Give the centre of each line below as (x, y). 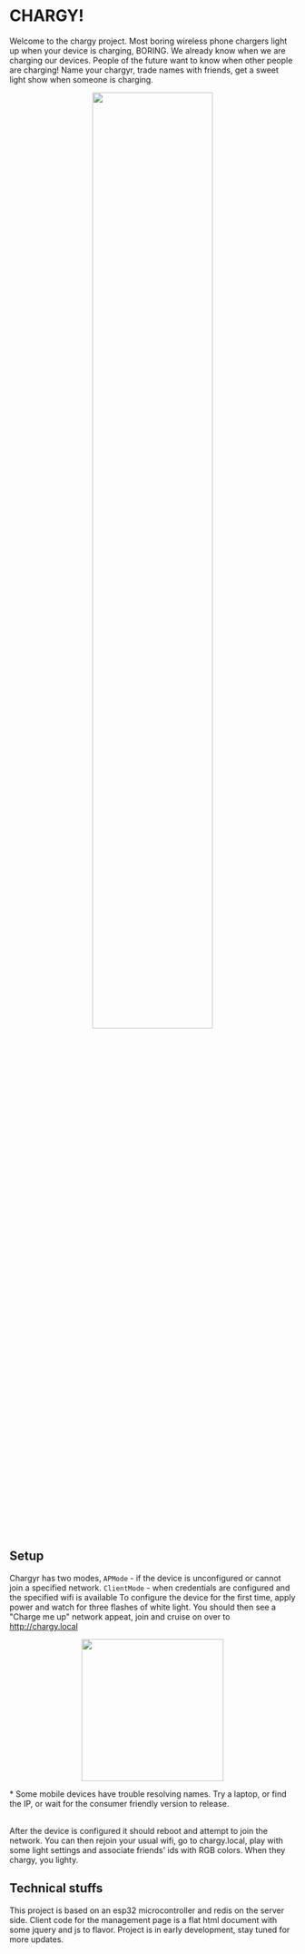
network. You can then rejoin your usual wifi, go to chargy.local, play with (147, 1840)
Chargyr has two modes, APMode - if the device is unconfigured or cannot (145, 1578)
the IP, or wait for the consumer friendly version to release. (119, 1803)
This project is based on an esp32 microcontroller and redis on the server (147, 1910)
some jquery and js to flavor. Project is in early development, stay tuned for (150, 1929)
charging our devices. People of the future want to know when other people (151, 60)
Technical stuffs (56, 1888)
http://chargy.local (44, 1626)
